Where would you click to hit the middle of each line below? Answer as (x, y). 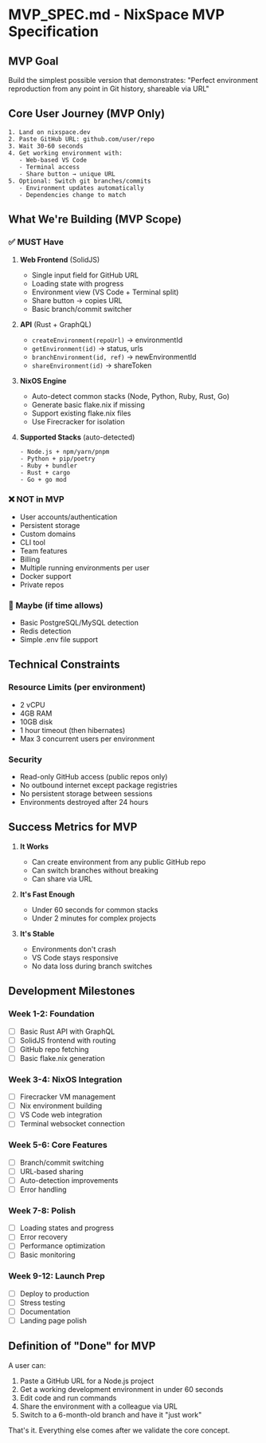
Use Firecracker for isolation (78, 421)
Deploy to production (55, 1293)
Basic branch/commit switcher (82, 309)
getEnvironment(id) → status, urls (87, 348)
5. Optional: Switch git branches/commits (80, 181)
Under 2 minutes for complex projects (94, 918)
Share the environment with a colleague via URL (98, 1406)
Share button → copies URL (77, 300)
